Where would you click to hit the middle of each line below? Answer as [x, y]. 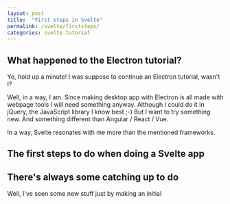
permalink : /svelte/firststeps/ [53, 26]
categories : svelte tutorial [49, 33]
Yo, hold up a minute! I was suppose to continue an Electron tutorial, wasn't [114, 77]
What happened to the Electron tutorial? [94, 60]
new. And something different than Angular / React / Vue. [88, 119]
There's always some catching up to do [93, 177]
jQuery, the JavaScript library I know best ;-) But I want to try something [109, 112]
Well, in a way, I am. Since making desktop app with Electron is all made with [115, 97]
